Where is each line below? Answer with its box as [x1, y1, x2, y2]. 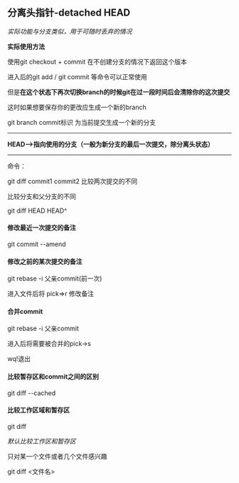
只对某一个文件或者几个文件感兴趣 [7, 452, 107, 460]
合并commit [7, 307, 43, 315]
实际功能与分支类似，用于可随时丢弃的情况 [7, 27, 132, 36]
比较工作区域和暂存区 [7, 406, 70, 415]
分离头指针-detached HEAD [7, 6, 130, 19]
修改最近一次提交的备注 [7, 223, 76, 232]
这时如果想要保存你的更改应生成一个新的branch [7, 103, 147, 111]
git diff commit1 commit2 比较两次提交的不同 [7, 177, 138, 185]
